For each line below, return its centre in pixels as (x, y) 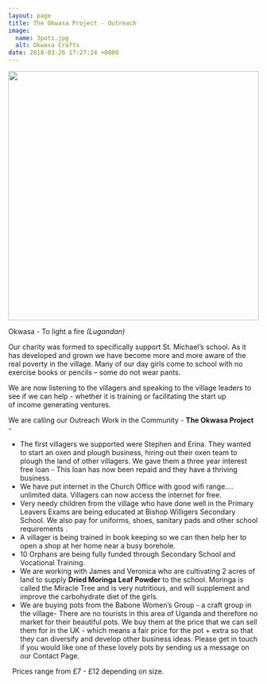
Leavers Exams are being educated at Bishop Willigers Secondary (128, 512)
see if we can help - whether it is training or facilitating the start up (117, 396)
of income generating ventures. (60, 405)
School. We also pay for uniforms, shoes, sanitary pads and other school (139, 520)
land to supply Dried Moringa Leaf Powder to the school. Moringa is (132, 580)
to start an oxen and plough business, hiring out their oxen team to (128, 452)
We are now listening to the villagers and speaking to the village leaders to (130, 388)
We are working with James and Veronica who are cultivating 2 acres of (137, 571)
